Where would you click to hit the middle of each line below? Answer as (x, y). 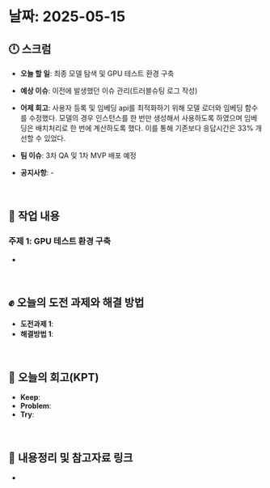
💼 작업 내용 (34, 216)
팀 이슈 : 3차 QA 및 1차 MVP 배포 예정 (78, 155)
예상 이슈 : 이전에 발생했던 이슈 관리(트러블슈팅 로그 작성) (109, 91)
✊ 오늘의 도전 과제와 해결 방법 (76, 303)
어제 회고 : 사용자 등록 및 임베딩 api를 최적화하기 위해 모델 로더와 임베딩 (131, 108)
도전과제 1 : (37, 324)
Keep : (30, 397)
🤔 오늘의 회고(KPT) (54, 377)
